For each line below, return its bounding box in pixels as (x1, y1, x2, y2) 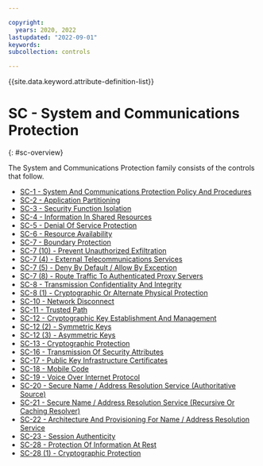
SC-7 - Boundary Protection (19, 237, 111, 247)
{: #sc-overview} (8, 148, 64, 157)
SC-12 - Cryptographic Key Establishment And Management (19, 314, 217, 323)
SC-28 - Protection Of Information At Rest (19, 440, 157, 449)
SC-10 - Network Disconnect (19, 297, 115, 306)
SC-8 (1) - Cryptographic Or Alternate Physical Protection (19, 288, 208, 298)
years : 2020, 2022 (15, 25, 77, 34)
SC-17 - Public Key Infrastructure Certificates (19, 356, 168, 365)
